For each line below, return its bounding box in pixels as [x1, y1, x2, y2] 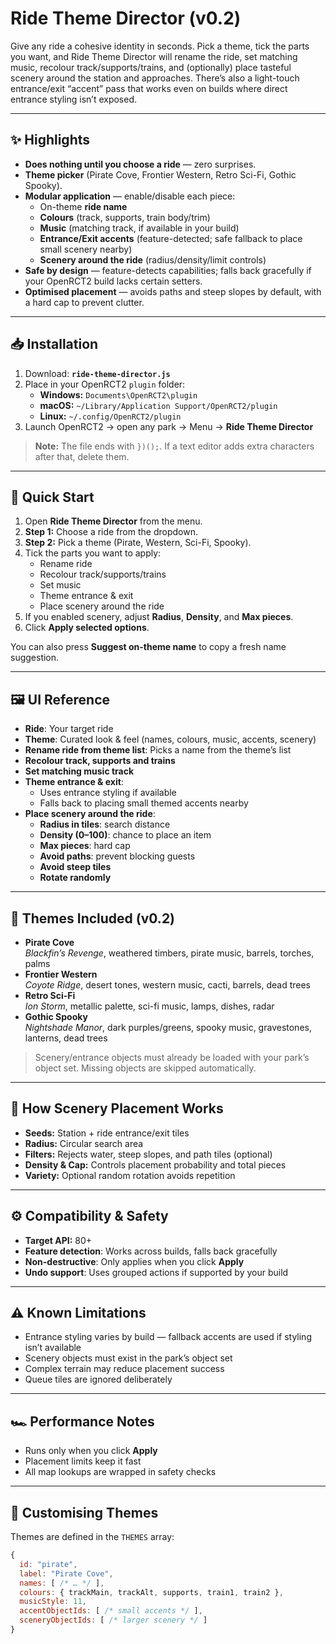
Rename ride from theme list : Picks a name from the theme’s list [24, 744, 292, 756]
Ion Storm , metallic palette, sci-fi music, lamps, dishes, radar [24, 1000, 275, 1012]
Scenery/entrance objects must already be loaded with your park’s [34, 1052, 310, 1063]
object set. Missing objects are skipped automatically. [34, 1062, 257, 1074]
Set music [39, 579, 82, 591]
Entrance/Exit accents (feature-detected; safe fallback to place [39, 232, 303, 244]
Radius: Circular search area [24, 1137, 144, 1149]
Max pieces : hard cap [39, 840, 131, 852]
